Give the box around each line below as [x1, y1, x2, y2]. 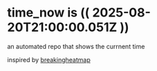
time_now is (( [7, 5, 90, 21]
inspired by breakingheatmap [7, 55, 91, 63]
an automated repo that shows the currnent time [7, 42, 145, 50]
